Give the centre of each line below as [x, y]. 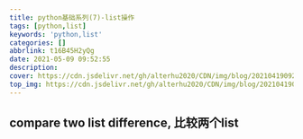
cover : [22, 76]
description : [34, 68]
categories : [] [38, 43]
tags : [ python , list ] [48, 26]
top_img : [26, 84]
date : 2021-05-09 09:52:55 [60, 59]
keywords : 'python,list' [56, 34]
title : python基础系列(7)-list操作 [72, 17]
